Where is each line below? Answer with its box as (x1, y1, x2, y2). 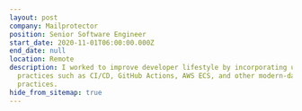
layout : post (9, 13, 58, 22)
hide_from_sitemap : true (9, 88, 102, 97)
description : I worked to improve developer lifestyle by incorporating (9, 64, 288, 73)
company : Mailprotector (9, 21, 99, 30)
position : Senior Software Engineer (9, 30, 147, 38)
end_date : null (9, 47, 67, 55)
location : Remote (9, 55, 75, 64)
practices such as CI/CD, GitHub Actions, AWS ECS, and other (17, 72, 255, 81)
